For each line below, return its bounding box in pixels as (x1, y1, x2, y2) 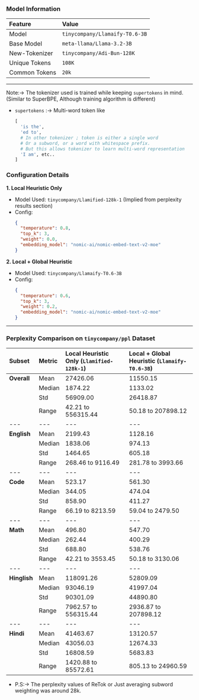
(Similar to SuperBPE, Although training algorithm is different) (6, 95, 156, 102)
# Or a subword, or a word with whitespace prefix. (20, 140, 150, 146)
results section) (14, 202, 53, 209)
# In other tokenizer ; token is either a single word (20, 135, 159, 141)
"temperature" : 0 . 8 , (20, 225, 71, 231)
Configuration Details (6, 171, 69, 179)
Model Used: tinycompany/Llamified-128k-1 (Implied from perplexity (14, 196, 182, 203)
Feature (9, 20, 31, 28)
